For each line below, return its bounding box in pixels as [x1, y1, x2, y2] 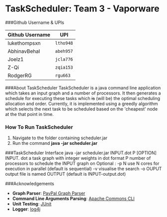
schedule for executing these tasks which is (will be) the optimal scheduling [5, 95, 161, 101]
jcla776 [55, 56, 74, 62]
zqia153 [55, 64, 74, 70]
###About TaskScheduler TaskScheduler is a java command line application [5, 85, 161, 91]
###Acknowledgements [5, 181, 55, 187]
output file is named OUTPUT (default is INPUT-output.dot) [5, 171, 126, 177]
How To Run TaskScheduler [5, 123, 73, 130]
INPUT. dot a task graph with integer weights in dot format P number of [5, 155, 151, 161]
